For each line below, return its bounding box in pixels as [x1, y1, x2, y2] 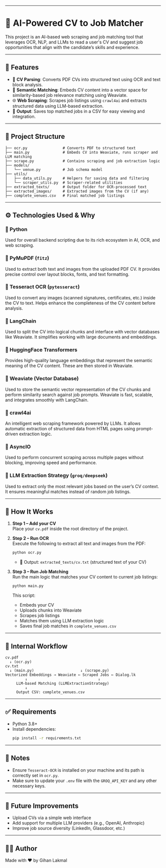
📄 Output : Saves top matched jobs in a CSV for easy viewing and [12, 108, 145, 114]
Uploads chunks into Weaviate [19, 607, 82, 613]
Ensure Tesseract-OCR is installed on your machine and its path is [12, 767, 145, 773]
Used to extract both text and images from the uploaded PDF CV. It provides [5, 266, 160, 272]
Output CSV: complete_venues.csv [16, 690, 85, 695]
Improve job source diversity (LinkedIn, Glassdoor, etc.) [12, 826, 125, 831]
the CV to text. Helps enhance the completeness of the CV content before [5, 300, 156, 306]
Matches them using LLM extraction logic [19, 618, 104, 624]
